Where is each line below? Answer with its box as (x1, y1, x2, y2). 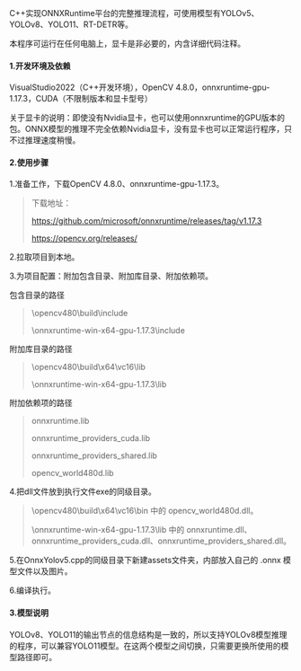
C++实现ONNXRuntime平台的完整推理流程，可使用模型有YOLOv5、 (9, 8, 260, 18)
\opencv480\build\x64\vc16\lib (31, 362, 146, 373)
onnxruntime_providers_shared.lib (31, 450, 157, 461)
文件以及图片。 (16, 566, 73, 577)
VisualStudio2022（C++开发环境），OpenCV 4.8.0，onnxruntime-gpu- (9, 82, 270, 93)
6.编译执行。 (9, 585, 57, 596)
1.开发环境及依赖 (9, 60, 71, 71)
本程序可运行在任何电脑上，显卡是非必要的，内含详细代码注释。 (9, 39, 245, 49)
